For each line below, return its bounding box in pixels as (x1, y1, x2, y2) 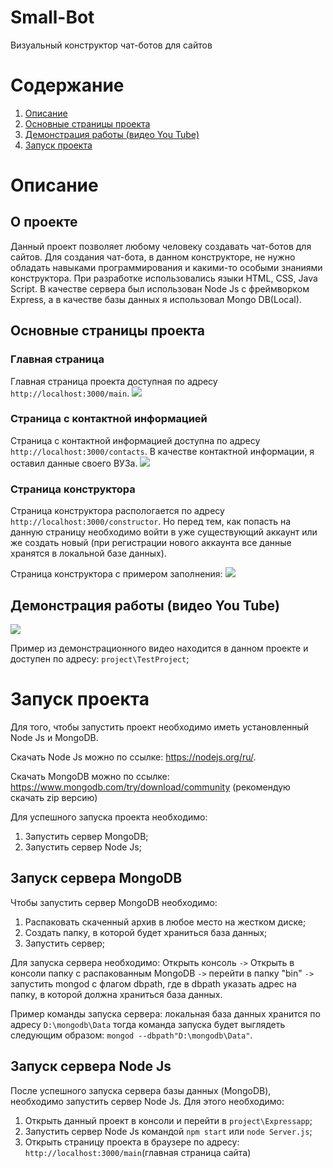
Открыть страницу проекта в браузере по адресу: (24, 1136, 240, 1148)
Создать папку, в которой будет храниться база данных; (24, 926, 268, 938)
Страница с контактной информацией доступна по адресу (10, 434, 261, 446)
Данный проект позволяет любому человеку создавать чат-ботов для (10, 240, 312, 252)
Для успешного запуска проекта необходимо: (10, 811, 208, 823)
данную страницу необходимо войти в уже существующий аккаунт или (10, 526, 318, 538)
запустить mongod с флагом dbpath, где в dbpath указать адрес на (10, 977, 297, 990)
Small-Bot (10, 6, 95, 29)
